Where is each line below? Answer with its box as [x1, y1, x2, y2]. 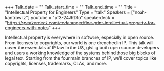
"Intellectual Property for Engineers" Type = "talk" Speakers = [5, 9, 130, 15]
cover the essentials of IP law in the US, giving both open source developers [5, 45, 159, 50]
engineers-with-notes [5, 25, 49, 31]
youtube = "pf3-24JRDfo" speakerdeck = [31, 15, 115, 20]
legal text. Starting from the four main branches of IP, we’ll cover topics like [5, 55, 157, 61]
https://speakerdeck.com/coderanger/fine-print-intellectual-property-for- [7, 20, 156, 25]
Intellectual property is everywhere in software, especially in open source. [5, 34, 155, 40]
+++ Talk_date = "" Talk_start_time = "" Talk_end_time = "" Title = [5, 4, 137, 10]
